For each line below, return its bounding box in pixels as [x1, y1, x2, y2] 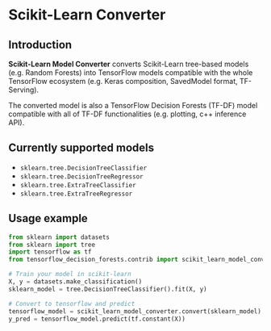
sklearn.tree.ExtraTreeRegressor [19, 190, 133, 198]
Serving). [8, 85, 39, 94]
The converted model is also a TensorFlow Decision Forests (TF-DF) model [8, 101, 258, 110]
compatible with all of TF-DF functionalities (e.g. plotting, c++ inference [8, 109, 247, 119]
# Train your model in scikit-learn [8, 270, 131, 279]
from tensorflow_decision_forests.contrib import [8, 256, 179, 264]
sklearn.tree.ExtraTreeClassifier [19, 181, 136, 189]
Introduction [8, 38, 73, 52]
